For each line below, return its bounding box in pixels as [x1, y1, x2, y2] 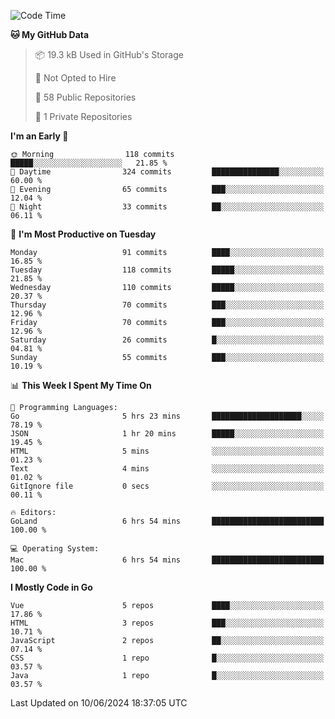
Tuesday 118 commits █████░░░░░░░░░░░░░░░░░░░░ [10, 265, 325, 275]
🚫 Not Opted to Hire [34, 72, 117, 84]
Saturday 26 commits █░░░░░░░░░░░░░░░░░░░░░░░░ [10, 335, 325, 345]
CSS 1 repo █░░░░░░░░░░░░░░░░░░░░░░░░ [10, 653, 325, 663]
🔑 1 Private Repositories [34, 111, 133, 122]
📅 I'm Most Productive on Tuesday [10, 228, 157, 240]
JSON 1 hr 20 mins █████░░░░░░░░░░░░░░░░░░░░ [10, 429, 325, 439]
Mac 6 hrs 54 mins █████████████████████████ [10, 555, 325, 565]
